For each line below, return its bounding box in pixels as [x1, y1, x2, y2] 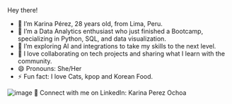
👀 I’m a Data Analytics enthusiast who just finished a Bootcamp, [17, 27, 204, 35]
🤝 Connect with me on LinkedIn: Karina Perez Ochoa [34, 89, 187, 97]
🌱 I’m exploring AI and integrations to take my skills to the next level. [17, 42, 216, 50]
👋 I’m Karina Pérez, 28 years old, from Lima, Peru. [17, 20, 163, 27]
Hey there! [7, 6, 38, 14]
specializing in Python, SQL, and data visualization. [17, 34, 166, 43]
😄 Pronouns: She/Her [17, 65, 82, 72]
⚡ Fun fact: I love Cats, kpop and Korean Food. [17, 72, 153, 80]
